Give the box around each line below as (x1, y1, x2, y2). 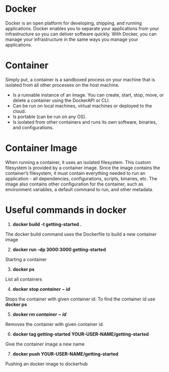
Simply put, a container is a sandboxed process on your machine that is (5, 76, 155, 82)
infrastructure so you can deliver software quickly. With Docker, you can (5, 31, 157, 37)
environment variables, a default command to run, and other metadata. (5, 186, 154, 192)
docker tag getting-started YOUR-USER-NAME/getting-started (12, 331, 149, 337)
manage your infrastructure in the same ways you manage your (5, 36, 138, 42)
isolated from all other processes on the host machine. (5, 82, 120, 88)
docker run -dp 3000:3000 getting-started (12, 246, 106, 252)
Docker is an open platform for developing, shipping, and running (5, 20, 142, 26)
